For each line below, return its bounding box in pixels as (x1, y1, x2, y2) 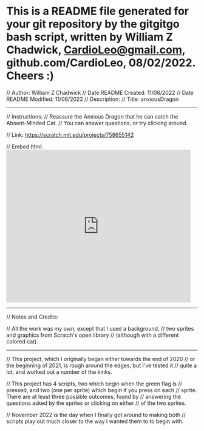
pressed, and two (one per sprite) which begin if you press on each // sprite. (6, 386, 197, 393)
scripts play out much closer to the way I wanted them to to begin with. (6, 418, 184, 425)
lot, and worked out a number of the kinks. (6, 368, 112, 375)
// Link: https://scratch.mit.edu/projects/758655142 (6, 131, 134, 138)
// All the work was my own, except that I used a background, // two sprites (6, 325, 194, 332)
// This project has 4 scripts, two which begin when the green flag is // (6, 380, 182, 387)
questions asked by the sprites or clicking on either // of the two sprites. (6, 399, 186, 407)
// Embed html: (6, 143, 44, 150)
